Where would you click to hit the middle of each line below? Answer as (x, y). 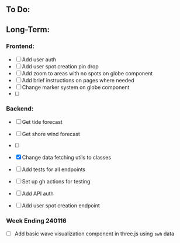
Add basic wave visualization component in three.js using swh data (94, 234)
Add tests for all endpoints (54, 169)
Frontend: (20, 46)
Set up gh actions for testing (56, 182)
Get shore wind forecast (51, 134)
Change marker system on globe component (76, 88)
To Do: (18, 10)
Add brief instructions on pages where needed (78, 81)
